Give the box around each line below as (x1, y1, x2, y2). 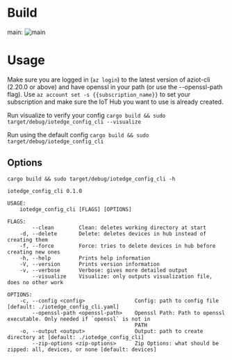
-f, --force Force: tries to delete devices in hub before (19, 242, 216, 249)
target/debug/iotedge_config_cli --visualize (7, 118, 141, 125)
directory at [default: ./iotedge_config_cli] (7, 334, 144, 341)
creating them (7, 236, 49, 243)
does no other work (7, 279, 64, 286)
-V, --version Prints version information (19, 260, 160, 267)
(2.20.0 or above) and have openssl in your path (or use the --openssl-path (7, 82, 223, 91)
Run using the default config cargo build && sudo (7, 130, 149, 139)
